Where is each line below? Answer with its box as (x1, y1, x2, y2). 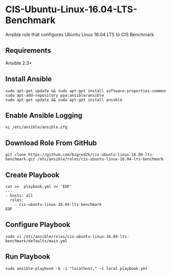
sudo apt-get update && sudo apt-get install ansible (5, 97, 123, 102)
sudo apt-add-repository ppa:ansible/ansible (5, 93, 104, 98)
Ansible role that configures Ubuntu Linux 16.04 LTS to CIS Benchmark (5, 31, 155, 37)
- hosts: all (5, 193, 33, 198)
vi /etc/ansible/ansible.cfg (5, 124, 68, 130)
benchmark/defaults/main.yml (5, 238, 68, 244)
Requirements (5, 46, 51, 55)
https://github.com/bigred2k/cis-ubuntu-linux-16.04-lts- (28, 152, 155, 157)
